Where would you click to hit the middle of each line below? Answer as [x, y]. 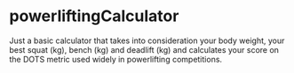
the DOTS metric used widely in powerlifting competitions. [116, 59]
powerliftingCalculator [94, 16]
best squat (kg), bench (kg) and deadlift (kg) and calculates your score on [144, 49]
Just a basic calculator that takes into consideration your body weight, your [147, 40]
